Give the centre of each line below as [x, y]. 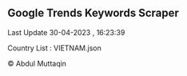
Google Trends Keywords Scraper [93, 13]
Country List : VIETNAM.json [54, 48]
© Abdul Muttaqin [37, 63]
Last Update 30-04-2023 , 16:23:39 [66, 32]
